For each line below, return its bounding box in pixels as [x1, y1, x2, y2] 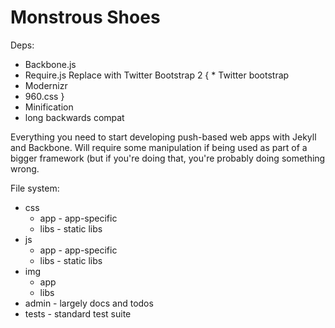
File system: [10, 182, 60, 194]
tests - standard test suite [24, 307, 132, 320]
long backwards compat [24, 111, 125, 123]
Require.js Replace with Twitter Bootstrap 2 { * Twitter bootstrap [24, 69, 290, 81]
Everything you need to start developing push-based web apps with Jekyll [10, 131, 317, 143]
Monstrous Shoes [10, 6, 161, 29]
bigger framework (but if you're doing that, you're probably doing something [10, 152, 326, 164]
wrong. [10, 162, 40, 175]
